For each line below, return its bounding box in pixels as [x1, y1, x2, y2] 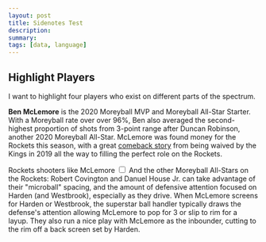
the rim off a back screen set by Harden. [8, 224, 141, 234]
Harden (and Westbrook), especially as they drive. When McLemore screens [8, 190, 258, 200]
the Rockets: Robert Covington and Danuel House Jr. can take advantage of [8, 174, 256, 183]
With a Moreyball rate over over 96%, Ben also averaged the [8, 115, 206, 125]
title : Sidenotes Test [8, 19, 83, 27]
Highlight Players [8, 71, 95, 84]
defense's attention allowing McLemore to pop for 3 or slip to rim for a [8, 207, 238, 217]
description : [8, 26, 52, 34]
